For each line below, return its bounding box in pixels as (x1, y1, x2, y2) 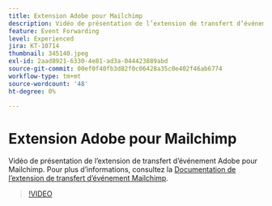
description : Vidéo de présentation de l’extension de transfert (8, 19, 233, 28)
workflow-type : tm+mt (8, 72, 82, 80)
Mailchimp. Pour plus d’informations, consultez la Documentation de (8, 165, 236, 174)
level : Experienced (8, 34, 74, 43)
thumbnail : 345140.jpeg (8, 49, 89, 58)
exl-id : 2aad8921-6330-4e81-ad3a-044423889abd (8, 58, 168, 66)
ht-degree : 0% (8, 87, 57, 96)
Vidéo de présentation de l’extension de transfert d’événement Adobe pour (8, 156, 257, 166)
